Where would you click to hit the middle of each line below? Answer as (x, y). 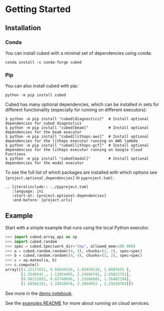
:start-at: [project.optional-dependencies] (59, 196)
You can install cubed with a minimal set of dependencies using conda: (78, 53)
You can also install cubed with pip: (42, 86)
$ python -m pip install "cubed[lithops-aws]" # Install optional (77, 137)
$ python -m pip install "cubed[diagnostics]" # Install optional (77, 119)
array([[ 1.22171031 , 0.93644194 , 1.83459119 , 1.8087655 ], (68, 270)
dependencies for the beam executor (43, 132)
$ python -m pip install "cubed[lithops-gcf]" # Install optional (77, 145)
